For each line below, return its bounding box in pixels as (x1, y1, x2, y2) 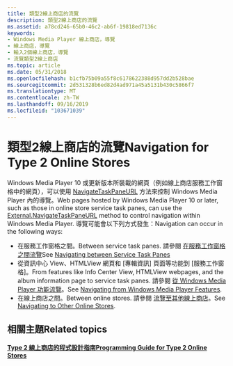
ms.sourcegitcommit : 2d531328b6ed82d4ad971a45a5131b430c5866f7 (7, 81, 195, 88)
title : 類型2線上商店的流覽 (7, 10, 79, 17)
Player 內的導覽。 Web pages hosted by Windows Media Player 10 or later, (7, 196, 219, 204)
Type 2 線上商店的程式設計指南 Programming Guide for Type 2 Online (7, 343, 207, 351)
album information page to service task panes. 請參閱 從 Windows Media (17, 276, 226, 285)
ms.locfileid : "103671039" (7, 107, 86, 114)
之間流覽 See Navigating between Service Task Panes (17, 250, 170, 258)
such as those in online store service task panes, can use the (7, 203, 182, 212)
